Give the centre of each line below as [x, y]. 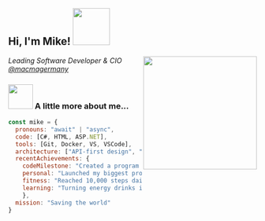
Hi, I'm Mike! [39, 41]
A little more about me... [82, 105]
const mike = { [33, 123]
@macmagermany [39, 68]
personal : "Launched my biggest [75, 174]
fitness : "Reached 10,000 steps [75, 181]
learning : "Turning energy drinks [79, 188]
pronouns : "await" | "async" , [65, 129]
